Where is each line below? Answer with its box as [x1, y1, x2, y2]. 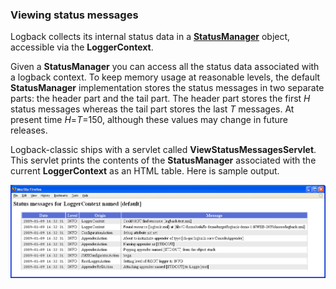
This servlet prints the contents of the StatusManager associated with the [10, 154, 317, 167]
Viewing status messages [10, 8, 139, 22]
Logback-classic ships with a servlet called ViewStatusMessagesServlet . [10, 144, 317, 156]
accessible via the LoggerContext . [10, 41, 154, 53]
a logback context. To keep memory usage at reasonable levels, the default [10, 71, 321, 83]
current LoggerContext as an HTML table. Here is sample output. [10, 165, 280, 177]
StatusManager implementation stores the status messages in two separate [10, 82, 325, 94]
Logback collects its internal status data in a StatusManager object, [10, 31, 291, 43]
